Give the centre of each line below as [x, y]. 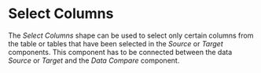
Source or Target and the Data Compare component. [94, 60]
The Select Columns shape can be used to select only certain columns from [131, 35]
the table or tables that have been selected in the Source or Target [116, 43]
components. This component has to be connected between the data [120, 52]
